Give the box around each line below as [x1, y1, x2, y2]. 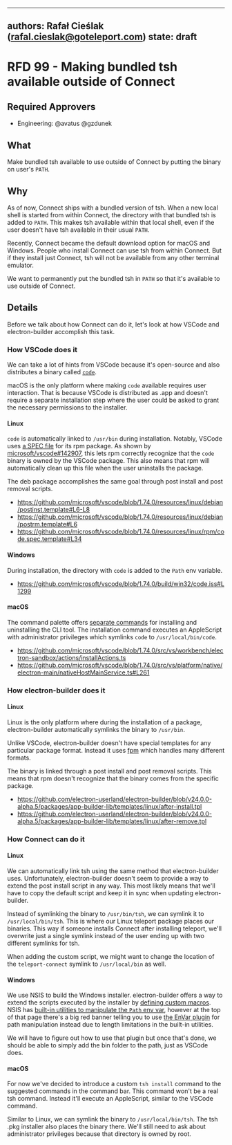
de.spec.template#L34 [17, 535, 82, 543]
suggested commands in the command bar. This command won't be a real [7, 1087, 219, 1095]
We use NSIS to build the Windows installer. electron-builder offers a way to [7, 991, 223, 1000]
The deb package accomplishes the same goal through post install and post [7, 477, 223, 486]
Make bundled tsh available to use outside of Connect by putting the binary [7, 158, 221, 166]
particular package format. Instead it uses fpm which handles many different [7, 746, 225, 754]
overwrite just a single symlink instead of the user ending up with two [7, 931, 205, 940]
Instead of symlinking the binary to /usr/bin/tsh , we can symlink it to [7, 909, 204, 917]
